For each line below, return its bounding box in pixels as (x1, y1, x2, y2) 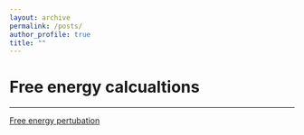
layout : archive (9, 13, 71, 22)
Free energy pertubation (9, 115, 100, 126)
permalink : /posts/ (9, 22, 83, 31)
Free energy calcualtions (9, 77, 201, 97)
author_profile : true (9, 30, 91, 39)
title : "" (9, 38, 47, 48)
